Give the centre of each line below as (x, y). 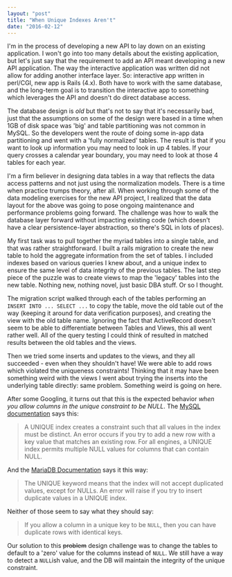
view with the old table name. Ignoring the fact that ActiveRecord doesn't (111, 321)
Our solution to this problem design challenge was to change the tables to (113, 546)
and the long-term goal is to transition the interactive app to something (108, 90)
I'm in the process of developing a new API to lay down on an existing (106, 46)
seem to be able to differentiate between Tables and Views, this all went (110, 328)
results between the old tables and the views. (72, 343)
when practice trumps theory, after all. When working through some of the (113, 190)
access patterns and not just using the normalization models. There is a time (116, 184)
